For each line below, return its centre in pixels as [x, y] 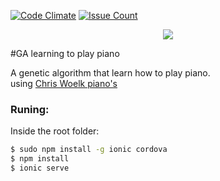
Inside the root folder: [55, 131]
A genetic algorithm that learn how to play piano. [110, 73]
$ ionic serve [40, 168]
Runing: [30, 109]
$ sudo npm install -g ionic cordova [89, 150]
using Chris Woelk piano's [64, 83]
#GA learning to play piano [65, 53]
